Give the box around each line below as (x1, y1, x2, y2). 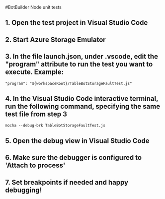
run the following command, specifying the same (5, 102, 161, 111)
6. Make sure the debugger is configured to (5, 153, 142, 162)
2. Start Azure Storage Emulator (5, 35, 106, 44)
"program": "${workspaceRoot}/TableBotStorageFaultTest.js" (5, 81, 133, 86)
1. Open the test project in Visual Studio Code (5, 18, 148, 27)
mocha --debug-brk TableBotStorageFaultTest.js (5, 123, 106, 128)
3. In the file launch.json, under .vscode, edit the (5, 52, 158, 61)
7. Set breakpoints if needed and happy (5, 178, 128, 187)
